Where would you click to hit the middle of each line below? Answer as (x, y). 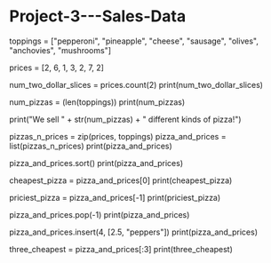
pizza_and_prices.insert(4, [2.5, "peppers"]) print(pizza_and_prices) (133, 232)
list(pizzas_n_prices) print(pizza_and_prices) (91, 146)
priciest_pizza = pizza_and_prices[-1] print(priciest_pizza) (115, 197)
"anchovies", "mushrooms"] (60, 50)
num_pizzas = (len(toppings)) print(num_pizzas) (97, 102)
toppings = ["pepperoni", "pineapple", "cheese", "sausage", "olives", (134, 41)
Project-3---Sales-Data (98, 16)
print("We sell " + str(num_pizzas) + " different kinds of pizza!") (125, 119)
